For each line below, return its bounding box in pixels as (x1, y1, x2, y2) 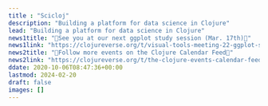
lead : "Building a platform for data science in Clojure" (8, 26, 205, 34)
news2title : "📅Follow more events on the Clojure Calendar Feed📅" (8, 49, 234, 57)
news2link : (8, 57, 45, 65)
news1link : (8, 41, 45, 49)
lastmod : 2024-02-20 (8, 71, 77, 79)
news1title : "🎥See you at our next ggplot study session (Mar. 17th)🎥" (8, 33, 251, 42)
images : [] (8, 85, 45, 94)
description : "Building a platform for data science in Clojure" (8, 19, 230, 27)
